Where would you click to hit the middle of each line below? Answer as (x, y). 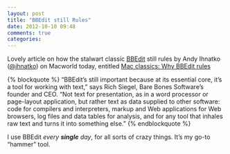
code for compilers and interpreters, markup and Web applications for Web (114, 109)
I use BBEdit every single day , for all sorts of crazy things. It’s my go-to (109, 137)
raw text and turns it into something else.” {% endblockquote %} (99, 124)
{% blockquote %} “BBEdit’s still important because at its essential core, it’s (115, 79)
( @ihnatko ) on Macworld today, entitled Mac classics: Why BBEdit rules (109, 66)
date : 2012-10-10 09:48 (42, 26)
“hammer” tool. (29, 144)
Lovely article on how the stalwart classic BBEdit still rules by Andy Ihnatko (114, 59)
